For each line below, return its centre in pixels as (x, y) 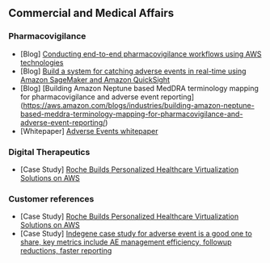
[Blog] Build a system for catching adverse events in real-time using (133, 71)
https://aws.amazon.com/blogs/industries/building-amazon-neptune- (139, 105)
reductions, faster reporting (66, 251)
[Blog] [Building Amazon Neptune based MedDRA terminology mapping (139, 88)
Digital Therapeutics (49, 152)
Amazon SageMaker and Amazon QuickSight (95, 79)
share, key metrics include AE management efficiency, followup (126, 242)
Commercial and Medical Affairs (91, 13)
